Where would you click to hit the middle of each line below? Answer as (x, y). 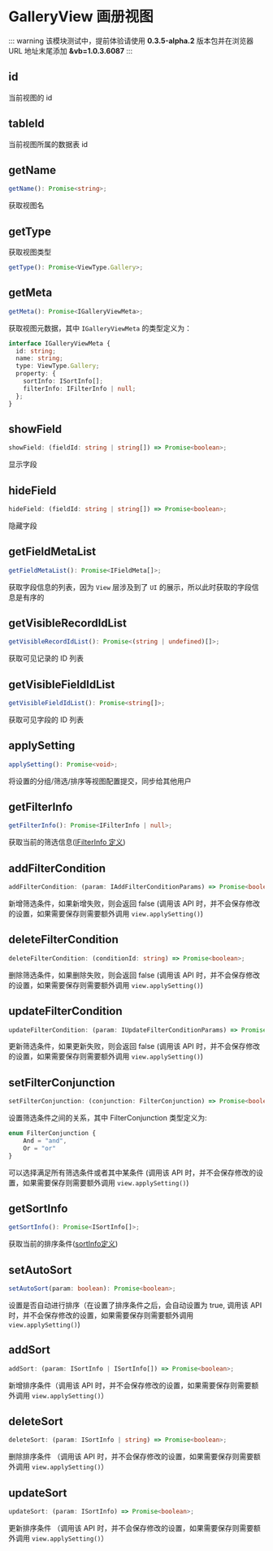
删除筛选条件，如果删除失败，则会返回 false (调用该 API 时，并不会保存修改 (134, 975)
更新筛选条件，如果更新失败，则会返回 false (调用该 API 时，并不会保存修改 (134, 1046)
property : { (36, 374)
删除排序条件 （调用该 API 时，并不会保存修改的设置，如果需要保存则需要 (131, 1457)
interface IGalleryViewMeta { (60, 343)
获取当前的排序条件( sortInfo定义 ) (63, 1244)
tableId (26, 124)
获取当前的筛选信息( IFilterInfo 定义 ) (67, 843)
